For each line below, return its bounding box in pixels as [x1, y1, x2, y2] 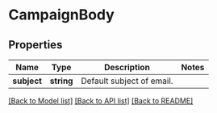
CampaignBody [8, 6, 115, 24]
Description [103, 62, 151, 73]
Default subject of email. [80, 75, 173, 86]
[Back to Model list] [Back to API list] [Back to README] [8, 96, 194, 106]
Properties [8, 38, 63, 52]
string [49, 75, 73, 86]
